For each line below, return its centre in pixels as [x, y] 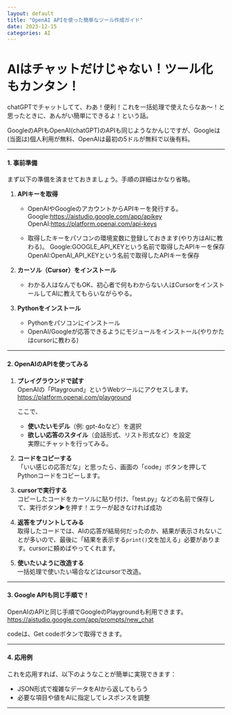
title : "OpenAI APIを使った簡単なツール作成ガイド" [75, 20]
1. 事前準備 [22, 163]
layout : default [30, 13]
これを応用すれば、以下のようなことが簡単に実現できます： [92, 674]
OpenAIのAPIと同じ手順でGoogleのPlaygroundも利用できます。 [97, 612]
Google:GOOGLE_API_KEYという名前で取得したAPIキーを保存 [137, 247]
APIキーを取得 [38, 194]
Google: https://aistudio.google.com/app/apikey [95, 217]
